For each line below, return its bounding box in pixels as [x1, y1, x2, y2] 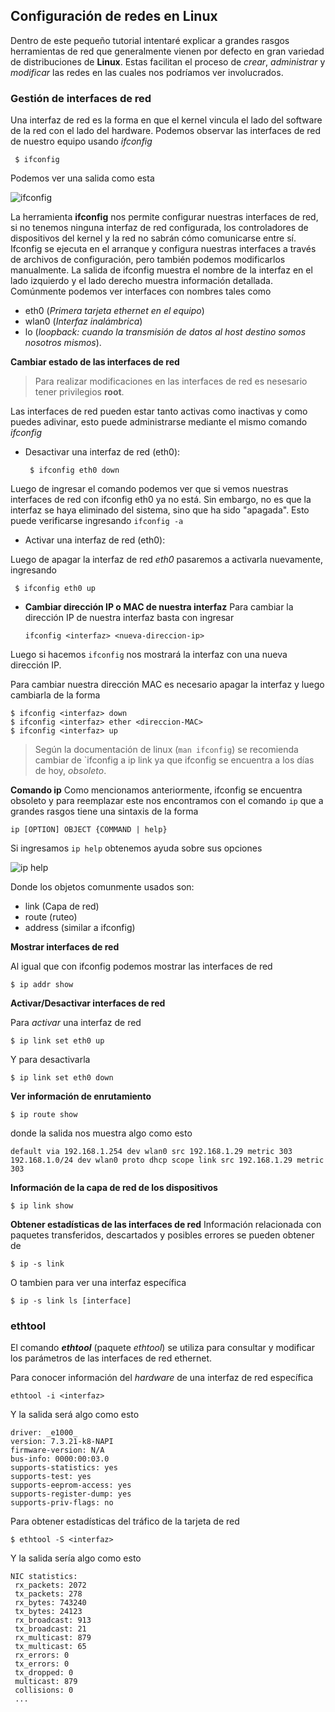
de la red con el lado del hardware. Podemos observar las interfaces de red [10, 125, 322, 137]
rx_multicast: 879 [14, 1633, 92, 1643]
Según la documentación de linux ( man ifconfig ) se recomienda [34, 744, 299, 756]
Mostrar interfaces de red [10, 941, 120, 953]
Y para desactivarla [10, 1054, 91, 1066]
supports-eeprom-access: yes [10, 1480, 132, 1491]
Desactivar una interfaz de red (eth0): [24, 446, 181, 458]
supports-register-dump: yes [10, 1489, 132, 1499]
